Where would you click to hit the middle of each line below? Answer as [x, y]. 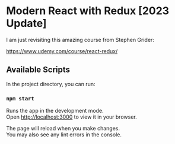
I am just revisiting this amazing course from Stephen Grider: [80, 40]
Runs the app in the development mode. [55, 111]
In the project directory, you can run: [51, 84]
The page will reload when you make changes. [63, 129]
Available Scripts [38, 70]
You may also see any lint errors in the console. [64, 135]
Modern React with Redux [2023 [88, 11]
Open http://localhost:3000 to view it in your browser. [72, 117]
